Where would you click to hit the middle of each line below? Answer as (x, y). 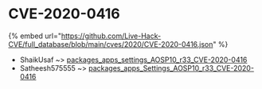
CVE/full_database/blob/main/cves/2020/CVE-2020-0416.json (111, 44)
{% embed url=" (35, 36)
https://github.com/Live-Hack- (111, 36)
